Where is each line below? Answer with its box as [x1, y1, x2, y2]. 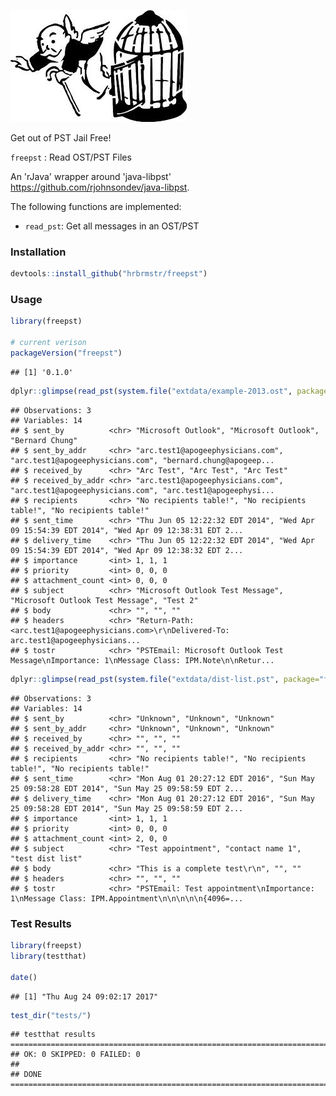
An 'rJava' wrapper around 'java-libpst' [10, 171, 172, 182]
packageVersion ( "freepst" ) [10, 348, 123, 359]
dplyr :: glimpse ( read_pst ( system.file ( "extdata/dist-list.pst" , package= [10, 674, 320, 684]
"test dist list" [10, 853, 83, 864]
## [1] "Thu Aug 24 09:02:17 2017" [10, 991, 159, 1002]
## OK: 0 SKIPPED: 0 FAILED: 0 [10, 1050, 141, 1060]
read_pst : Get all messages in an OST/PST [24, 220, 200, 232]
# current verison [10, 338, 87, 348]
